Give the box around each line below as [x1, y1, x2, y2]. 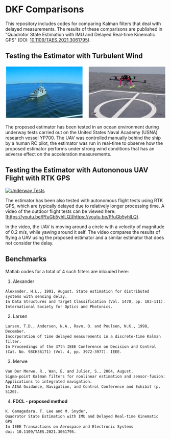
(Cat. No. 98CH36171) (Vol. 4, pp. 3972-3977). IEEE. [5, 349, 123, 354]
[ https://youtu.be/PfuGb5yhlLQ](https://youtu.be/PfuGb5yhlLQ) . [5, 213, 140, 220]
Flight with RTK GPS [5, 174, 70, 183]
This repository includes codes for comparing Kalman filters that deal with [5, 20, 161, 27]
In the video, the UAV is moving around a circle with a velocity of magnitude [5, 224, 165, 230]
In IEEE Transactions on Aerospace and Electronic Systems [5, 424, 134, 429]
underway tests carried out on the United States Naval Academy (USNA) [5, 129, 158, 136]
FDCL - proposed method [12, 398, 68, 404]
